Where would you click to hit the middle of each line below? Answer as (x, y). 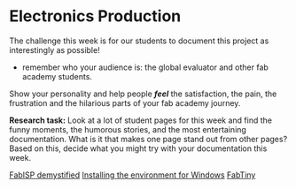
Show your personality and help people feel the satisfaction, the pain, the (143, 94)
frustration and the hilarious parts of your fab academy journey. (125, 102)
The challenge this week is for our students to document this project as (139, 41)
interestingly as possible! (55, 49)
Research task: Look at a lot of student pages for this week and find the (141, 120)
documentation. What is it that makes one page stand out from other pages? (148, 139)
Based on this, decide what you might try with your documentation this (138, 148)
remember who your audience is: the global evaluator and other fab (145, 67)
